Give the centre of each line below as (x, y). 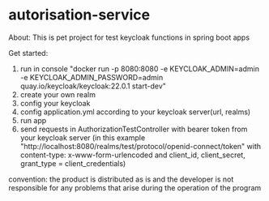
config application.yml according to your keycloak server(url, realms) (135, 112)
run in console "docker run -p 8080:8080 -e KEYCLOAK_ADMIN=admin (139, 68)
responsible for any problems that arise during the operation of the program (135, 187)
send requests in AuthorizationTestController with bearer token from (134, 129)
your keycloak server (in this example (83, 137)
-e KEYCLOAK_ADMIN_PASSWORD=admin (92, 77)
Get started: (28, 53)
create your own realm (58, 94)
